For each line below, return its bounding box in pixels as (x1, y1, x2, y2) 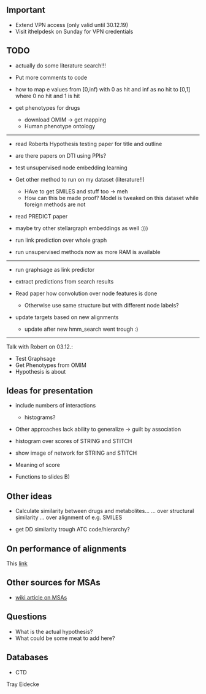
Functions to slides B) (15, 473, 71, 480)
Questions (6, 612, 47, 622)
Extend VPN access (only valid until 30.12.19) (15, 21, 129, 28)
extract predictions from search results (15, 277, 114, 285)
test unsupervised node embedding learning (15, 164, 128, 171)
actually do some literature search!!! (15, 61, 106, 69)
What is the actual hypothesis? (15, 628, 93, 635)
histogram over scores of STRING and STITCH (15, 438, 132, 445)
